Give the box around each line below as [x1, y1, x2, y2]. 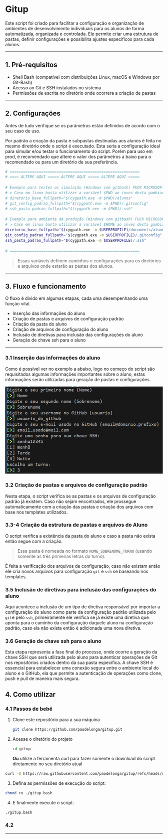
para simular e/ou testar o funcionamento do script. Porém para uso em [5, 148, 153, 154]
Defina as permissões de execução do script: [12, 780, 106, 786]
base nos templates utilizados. [5, 509, 68, 515]
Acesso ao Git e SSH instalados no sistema [12, 84, 101, 91]
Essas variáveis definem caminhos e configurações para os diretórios [17, 257, 161, 264]
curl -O [5, 771, 21, 776]
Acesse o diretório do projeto [12, 736, 73, 742]
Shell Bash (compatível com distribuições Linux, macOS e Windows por [12, 74, 160, 80]
